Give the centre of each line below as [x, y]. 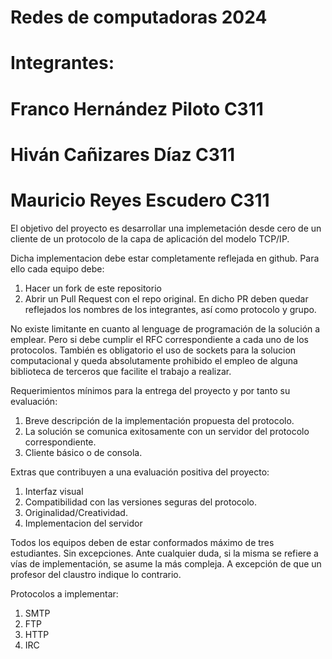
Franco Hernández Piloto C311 [137, 108]
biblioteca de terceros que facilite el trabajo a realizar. [121, 371]
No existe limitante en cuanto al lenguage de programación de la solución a [165, 328]
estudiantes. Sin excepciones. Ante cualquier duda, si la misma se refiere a [164, 553]
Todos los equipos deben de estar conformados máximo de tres [142, 542]
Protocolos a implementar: [64, 593]
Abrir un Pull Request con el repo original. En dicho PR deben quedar [166, 298]
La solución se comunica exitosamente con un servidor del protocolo [167, 431]
